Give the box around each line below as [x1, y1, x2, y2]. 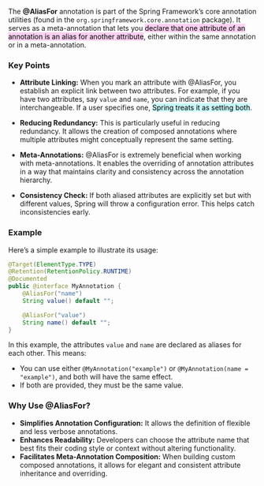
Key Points [8, 59, 50, 70]
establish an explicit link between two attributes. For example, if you [19, 86, 240, 95]
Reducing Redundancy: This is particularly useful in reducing [19, 118, 221, 128]
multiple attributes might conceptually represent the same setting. [19, 135, 234, 144]
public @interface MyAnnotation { [8, 282, 122, 290]
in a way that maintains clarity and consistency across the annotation [19, 167, 244, 177]
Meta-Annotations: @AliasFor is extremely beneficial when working [19, 150, 242, 160]
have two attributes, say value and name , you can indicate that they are [19, 95, 248, 104]
